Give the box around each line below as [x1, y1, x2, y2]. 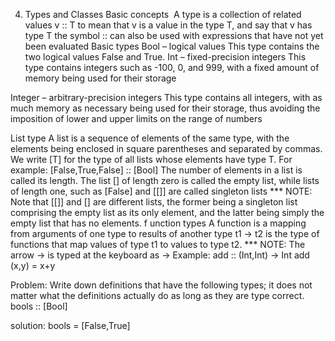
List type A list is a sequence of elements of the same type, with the [10, 132, 290, 144]
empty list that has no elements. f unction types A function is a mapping [10, 217, 307, 229]
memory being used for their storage [24, 72, 177, 84]
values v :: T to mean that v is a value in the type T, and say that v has [24, 19, 313, 31]
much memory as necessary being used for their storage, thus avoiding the [10, 102, 321, 114]
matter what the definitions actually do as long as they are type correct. [10, 290, 305, 301]
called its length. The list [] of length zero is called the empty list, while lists [10, 175, 320, 186]
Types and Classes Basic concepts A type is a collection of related [24, 9, 302, 20]
